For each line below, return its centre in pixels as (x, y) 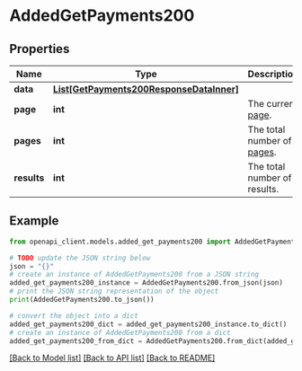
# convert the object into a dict (74, 315)
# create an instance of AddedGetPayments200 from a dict (120, 332)
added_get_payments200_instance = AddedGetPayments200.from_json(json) (146, 283)
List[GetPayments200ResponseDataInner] (146, 89)
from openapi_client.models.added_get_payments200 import (120, 242)
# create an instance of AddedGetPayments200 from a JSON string (134, 275)
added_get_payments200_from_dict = (76, 341)
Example (34, 221)
